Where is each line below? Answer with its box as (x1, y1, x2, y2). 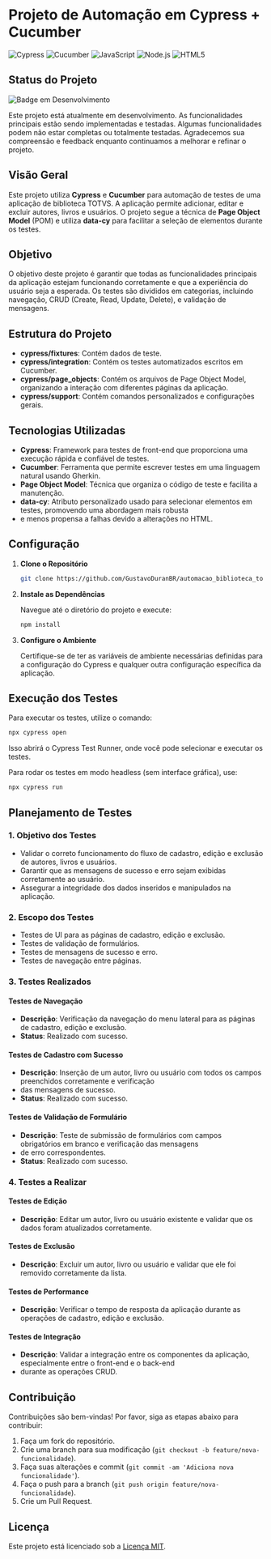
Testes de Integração (8, 1331, 81, 1341)
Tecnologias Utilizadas (8, 424, 126, 437)
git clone (19, 574, 54, 582)
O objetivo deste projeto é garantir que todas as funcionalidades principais (8, 269, 257, 279)
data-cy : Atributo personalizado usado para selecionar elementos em (19, 496, 252, 506)
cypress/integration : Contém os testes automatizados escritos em (19, 357, 243, 367)
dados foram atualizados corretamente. (19, 1223, 152, 1233)
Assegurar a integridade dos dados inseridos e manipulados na (19, 883, 231, 892)
